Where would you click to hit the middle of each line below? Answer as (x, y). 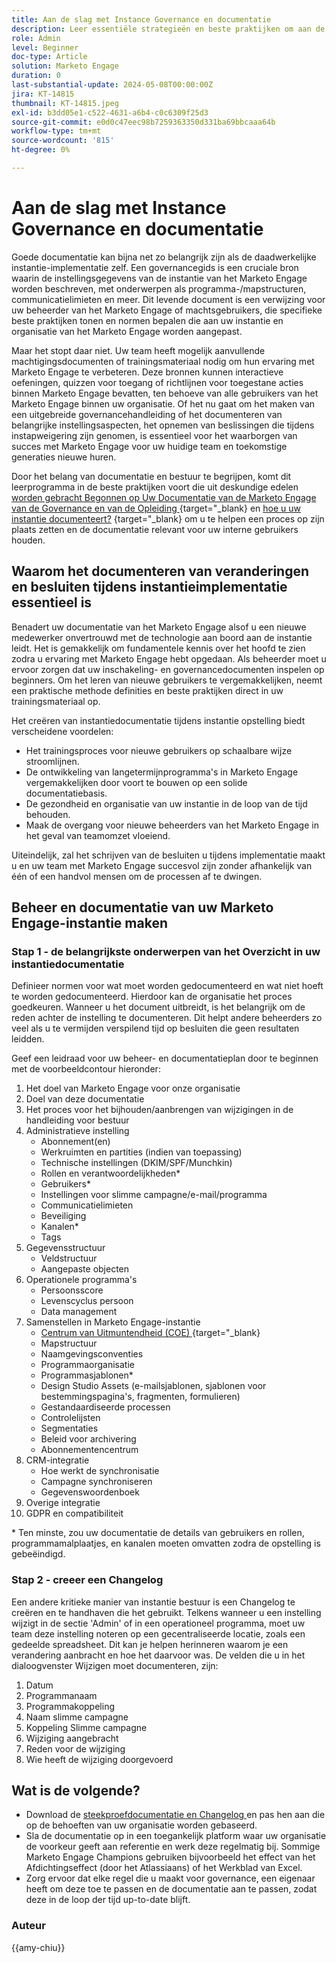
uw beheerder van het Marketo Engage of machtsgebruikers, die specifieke (167, 310)
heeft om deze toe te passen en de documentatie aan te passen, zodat (171, 1889)
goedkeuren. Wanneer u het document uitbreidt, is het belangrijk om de (158, 1007)
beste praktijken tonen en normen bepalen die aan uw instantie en (147, 320)
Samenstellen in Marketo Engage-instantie (113, 1322)
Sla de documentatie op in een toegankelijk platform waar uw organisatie (176, 1836)
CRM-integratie (57, 1460)
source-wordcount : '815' (63, 141)
